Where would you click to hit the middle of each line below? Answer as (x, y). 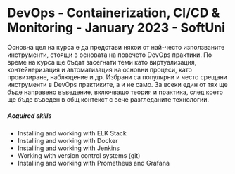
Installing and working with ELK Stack (72, 133)
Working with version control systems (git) (79, 155)
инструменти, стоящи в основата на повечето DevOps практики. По (110, 55)
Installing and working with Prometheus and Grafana (94, 163)
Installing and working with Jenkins (69, 148)
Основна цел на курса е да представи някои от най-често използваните (116, 47)
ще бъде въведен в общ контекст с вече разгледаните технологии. (108, 99)
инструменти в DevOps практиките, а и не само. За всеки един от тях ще (118, 84)
